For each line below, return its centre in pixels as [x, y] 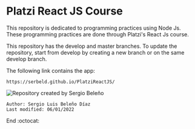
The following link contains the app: [51, 70]
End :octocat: [23, 121]
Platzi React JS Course [64, 11]
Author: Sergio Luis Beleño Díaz [48, 104]
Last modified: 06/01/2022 [40, 109]
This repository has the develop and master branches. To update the [92, 46]
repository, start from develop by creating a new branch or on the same [95, 52]
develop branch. [27, 59]
